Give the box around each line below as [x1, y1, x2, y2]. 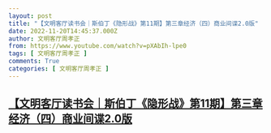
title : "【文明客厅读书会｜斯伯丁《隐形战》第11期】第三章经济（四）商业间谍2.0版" [8, 19, 259, 28]
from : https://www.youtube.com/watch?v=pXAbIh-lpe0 [8, 42, 187, 50]
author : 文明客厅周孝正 [8, 34, 80, 43]
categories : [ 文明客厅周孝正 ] [8, 65, 110, 73]
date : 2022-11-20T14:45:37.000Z [8, 27, 118, 35]
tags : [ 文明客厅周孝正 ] [8, 49, 88, 58]
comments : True [8, 58, 60, 66]
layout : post [8, 11, 53, 20]
